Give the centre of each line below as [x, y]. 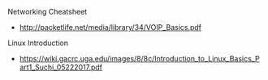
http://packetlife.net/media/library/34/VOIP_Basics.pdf [110, 27]
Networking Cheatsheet [48, 12]
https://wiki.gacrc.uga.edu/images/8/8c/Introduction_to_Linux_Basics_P [140, 59]
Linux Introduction [38, 43]
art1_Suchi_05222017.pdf [61, 67]
